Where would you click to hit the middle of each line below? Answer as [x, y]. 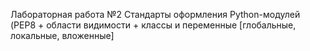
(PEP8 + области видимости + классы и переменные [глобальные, [153, 25]
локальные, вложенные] [62, 35]
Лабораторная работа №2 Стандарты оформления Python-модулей [155, 14]
